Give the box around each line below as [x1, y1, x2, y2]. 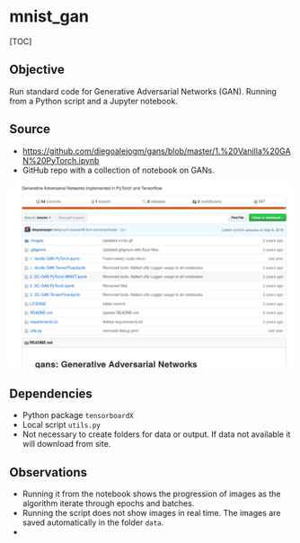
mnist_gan [9, 6, 90, 27]
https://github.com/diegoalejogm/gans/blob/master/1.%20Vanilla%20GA [22, 146, 291, 156]
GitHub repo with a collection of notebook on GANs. [22, 165, 215, 175]
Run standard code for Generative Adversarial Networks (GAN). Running [9, 85, 277, 96]
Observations [9, 465, 88, 480]
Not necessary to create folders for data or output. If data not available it [22, 429, 291, 440]
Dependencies [9, 386, 93, 401]
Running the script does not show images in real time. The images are [22, 507, 281, 518]
